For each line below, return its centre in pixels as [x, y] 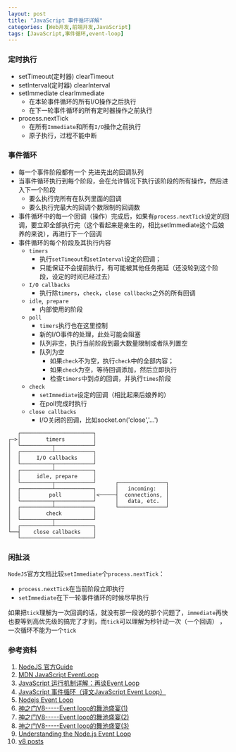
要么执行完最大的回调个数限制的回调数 [84, 207]
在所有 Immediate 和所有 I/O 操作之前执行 [85, 126]
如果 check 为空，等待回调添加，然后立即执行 [113, 369]
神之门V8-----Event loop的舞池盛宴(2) [74, 717]
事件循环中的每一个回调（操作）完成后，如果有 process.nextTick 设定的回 [124, 216]
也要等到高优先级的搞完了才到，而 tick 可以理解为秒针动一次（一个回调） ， [117, 621]
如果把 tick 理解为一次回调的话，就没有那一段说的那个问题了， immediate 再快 [118, 613]
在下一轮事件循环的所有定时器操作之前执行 [91, 110]
